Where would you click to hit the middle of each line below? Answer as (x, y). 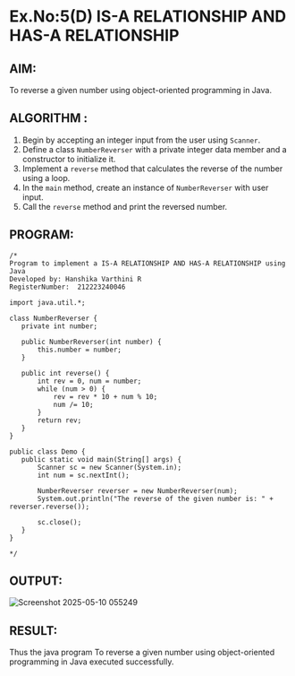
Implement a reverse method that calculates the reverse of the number (152, 169)
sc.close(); (59, 522)
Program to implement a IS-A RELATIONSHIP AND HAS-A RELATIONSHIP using (147, 263)
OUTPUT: (36, 581)
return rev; (59, 420)
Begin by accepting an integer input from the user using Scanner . (141, 140)
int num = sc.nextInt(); (83, 475)
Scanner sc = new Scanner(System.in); (109, 467)
